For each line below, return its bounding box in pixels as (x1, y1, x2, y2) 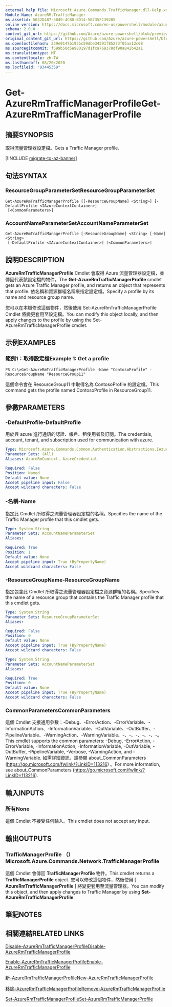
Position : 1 (5, 550, 31, 555)
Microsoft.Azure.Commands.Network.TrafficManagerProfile (5, 858, 160, 865)
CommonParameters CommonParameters (5, 707, 111, 714)
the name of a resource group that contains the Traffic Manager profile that (5, 594, 164, 601)
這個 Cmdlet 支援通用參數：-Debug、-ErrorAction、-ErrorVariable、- (5, 719, 151, 725)
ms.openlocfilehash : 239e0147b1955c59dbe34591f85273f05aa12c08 (5, 41, 143, 46)
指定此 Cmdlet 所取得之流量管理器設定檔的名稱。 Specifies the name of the (5, 510, 163, 516)
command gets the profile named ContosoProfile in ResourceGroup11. (5, 387, 152, 393)
